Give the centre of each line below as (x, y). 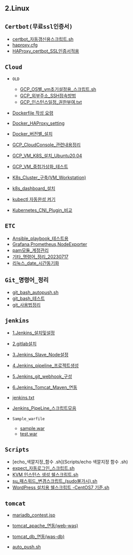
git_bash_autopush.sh (35, 292)
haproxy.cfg (25, 45)
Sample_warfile (28, 419)
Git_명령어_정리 (27, 280)
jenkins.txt (23, 398)
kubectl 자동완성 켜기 (34, 199)
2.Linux (17, 8)
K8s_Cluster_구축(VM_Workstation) (49, 178)
